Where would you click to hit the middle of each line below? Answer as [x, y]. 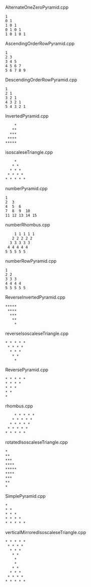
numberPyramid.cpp [26, 188]
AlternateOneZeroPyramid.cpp [37, 7]
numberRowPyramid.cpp [31, 261]
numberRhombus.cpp [28, 225]
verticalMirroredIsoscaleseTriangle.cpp [46, 532]
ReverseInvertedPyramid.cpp [35, 297]
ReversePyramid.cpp [27, 370]
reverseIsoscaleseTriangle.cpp [37, 333]
